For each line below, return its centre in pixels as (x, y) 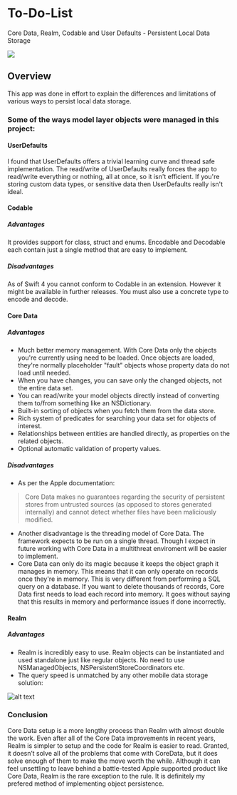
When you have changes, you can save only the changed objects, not (120, 380)
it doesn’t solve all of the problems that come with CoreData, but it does (113, 753)
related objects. (41, 441)
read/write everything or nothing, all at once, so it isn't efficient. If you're (114, 176)
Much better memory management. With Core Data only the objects (117, 350)
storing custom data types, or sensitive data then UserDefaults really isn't (115, 184)
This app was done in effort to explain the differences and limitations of (112, 93)
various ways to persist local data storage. (69, 101)
